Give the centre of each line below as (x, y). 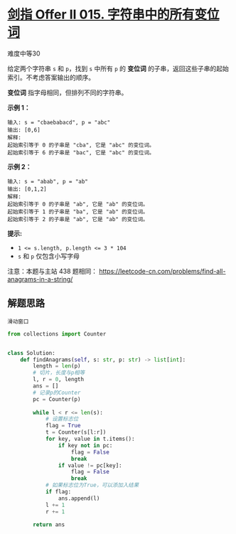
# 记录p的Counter (57, 393)
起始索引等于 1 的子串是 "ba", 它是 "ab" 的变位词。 (78, 212)
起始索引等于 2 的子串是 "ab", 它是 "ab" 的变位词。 (78, 219)
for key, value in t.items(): (90, 439)
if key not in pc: (85, 445)
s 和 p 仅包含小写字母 (48, 256)
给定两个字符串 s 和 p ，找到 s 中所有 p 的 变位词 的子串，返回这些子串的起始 (118, 68)
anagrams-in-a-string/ (40, 279)
